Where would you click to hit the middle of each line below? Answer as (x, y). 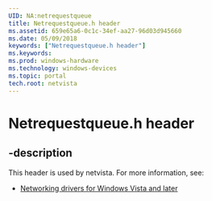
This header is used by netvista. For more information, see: (106, 172)
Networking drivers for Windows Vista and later (99, 188)
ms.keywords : (30, 53)
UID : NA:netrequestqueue (50, 16)
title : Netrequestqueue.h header (64, 23)
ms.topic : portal (37, 76)
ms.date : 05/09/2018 (43, 38)
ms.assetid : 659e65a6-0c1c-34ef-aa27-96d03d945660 (95, 31)
